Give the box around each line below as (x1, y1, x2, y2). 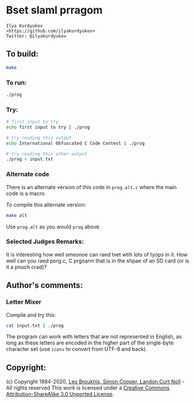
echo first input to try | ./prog (6, 124, 90, 130)
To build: (6, 49, 39, 59)
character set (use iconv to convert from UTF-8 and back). (6, 346, 148, 353)
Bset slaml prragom (6, 4, 103, 17)
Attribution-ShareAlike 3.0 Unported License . (6, 391, 114, 398)
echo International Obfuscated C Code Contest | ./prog (6, 140, 145, 146)
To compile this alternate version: (6, 201, 86, 208)
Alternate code (6, 170, 50, 179)
